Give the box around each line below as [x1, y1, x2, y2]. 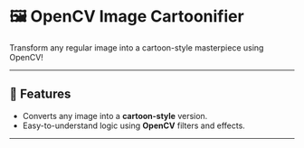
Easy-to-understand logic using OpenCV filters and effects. [22, 120, 246, 131]
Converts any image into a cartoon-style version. [22, 110, 208, 121]
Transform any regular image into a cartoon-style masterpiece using [9, 42, 264, 53]
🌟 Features [9, 87, 71, 102]
